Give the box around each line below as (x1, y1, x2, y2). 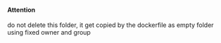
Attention (7, 6, 36, 14)
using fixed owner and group (7, 28, 91, 37)
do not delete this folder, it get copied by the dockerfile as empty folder (7, 21, 214, 29)
